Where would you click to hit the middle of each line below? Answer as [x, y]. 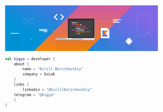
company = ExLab [39, 74]
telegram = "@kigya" [34, 95]
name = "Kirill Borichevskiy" [53, 69]
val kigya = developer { [30, 59]
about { [21, 64]
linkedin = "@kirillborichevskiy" [57, 90]
